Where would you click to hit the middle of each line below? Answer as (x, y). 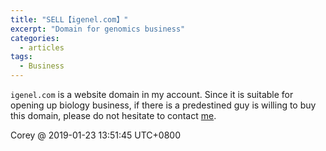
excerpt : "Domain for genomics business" (98, 29)
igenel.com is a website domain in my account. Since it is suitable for (152, 94)
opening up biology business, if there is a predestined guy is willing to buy (163, 105)
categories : (35, 38)
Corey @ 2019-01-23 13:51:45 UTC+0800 (95, 135)
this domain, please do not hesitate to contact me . (113, 115)
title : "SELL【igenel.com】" (69, 19)
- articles (42, 47)
